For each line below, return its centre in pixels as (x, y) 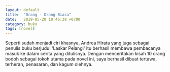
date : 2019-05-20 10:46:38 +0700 (43, 19)
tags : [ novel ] (20, 29)
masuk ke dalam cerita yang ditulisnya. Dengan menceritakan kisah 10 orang (85, 54)
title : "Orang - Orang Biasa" (38, 15)
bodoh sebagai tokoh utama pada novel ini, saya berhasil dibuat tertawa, (81, 59)
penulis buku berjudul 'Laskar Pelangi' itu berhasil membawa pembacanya (83, 48)
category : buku (21, 24)
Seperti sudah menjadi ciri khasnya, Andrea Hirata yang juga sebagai (77, 43)
